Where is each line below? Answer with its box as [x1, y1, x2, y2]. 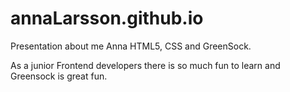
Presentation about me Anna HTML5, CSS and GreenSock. [10, 40, 252, 52]
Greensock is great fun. [10, 70, 108, 82]
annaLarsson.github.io [10, 7, 204, 30]
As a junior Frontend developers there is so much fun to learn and [10, 59, 281, 71]
